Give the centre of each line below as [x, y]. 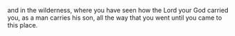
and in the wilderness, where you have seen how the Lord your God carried [118, 10]
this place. [22, 25]
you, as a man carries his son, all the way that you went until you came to [115, 18]
